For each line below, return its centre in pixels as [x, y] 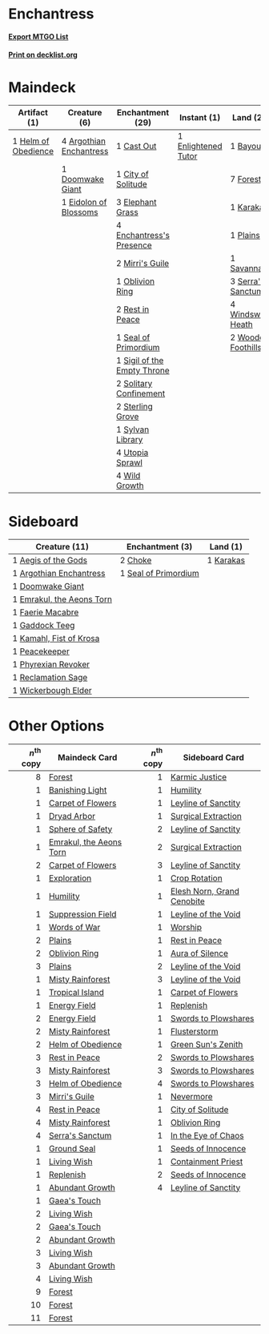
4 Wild [128, 476]
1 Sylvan [132, 429]
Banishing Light [78, 790]
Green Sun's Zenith [207, 1044]
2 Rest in [132, 309]
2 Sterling [134, 407]
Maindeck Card [87, 757]
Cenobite [188, 901]
